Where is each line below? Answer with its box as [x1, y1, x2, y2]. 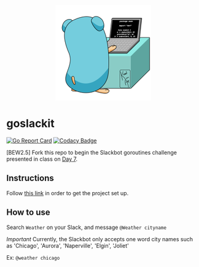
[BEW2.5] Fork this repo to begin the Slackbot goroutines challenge [6, 149, 177, 156]
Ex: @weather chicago [6, 253, 60, 261]
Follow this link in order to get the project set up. [6, 189, 129, 196]
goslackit [6, 117, 55, 131]
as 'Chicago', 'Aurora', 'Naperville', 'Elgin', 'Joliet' [6, 242, 129, 249]
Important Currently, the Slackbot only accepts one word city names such [6, 235, 193, 242]
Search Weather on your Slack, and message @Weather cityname [6, 223, 167, 231]
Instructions [6, 173, 54, 184]
